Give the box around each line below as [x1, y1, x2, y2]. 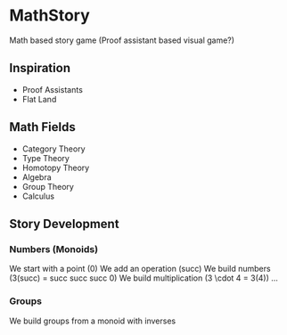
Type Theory [21, 152, 70, 163]
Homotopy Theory [21, 162, 90, 173]
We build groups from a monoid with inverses [9, 315, 176, 326]
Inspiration [9, 61, 71, 76]
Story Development [9, 216, 119, 232]
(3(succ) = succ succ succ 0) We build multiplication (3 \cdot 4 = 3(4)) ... [9, 273, 279, 283]
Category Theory [21, 143, 86, 154]
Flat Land [21, 94, 57, 104]
